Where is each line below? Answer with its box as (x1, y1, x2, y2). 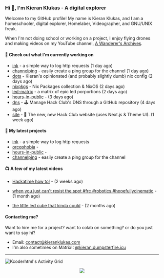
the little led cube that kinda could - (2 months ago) (12, 202, 116, 208)
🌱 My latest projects (5, 128, 46, 134)
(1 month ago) (12, 193, 41, 199)
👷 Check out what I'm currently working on (5, 51, 94, 58)
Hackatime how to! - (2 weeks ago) (12, 178, 83, 184)
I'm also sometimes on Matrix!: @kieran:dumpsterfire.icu (12, 244, 126, 251)
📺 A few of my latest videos (5, 166, 63, 171)
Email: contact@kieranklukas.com (12, 239, 81, 245)
